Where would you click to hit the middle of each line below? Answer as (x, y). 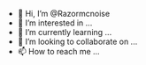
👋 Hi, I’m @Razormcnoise (64, 14)
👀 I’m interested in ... (55, 23)
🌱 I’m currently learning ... (65, 32)
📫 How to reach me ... (58, 51)
